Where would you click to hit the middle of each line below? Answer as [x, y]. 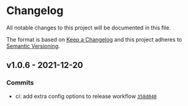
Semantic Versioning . [33, 46]
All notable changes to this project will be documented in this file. [89, 28]
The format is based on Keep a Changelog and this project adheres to [94, 39]
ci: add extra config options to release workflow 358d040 [86, 96]
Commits [20, 83]
